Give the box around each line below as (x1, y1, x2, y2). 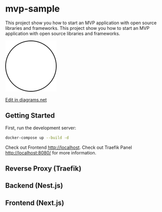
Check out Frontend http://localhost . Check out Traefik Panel (5, 144, 133, 150)
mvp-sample (5, 3, 60, 15)
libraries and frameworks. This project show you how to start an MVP (5, 25, 150, 31)
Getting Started (5, 112, 55, 120)
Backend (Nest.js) (5, 181, 63, 190)
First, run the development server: (5, 125, 76, 131)
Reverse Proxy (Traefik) (5, 165, 82, 173)
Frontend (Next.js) (5, 198, 64, 207)
